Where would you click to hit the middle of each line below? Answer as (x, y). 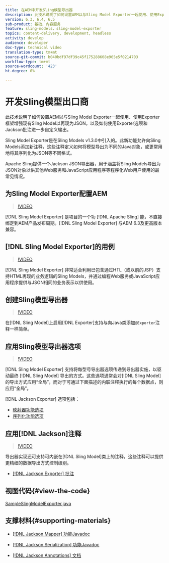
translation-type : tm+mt (31, 52)
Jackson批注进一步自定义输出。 (38, 129)
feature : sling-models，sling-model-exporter (53, 29)
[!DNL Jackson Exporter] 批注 (43, 474)
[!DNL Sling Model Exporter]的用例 (60, 247)
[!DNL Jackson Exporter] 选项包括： (43, 399)
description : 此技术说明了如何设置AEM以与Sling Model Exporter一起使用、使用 (81, 15)
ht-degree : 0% (20, 71)
